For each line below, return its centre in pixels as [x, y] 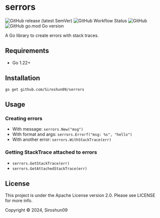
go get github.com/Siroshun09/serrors [45, 89]
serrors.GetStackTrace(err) [41, 163]
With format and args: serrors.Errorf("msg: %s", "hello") [72, 135]
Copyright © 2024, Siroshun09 [36, 210]
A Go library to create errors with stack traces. [52, 35]
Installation [23, 78]
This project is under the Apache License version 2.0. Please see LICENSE [80, 195]
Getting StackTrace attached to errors [51, 152]
